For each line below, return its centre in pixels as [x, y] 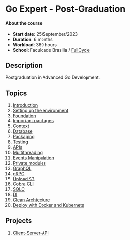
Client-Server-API [31, 233]
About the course [24, 23]
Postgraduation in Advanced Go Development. [53, 77]
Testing [21, 142]
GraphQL [22, 168]
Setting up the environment [41, 111]
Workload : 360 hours [35, 45]
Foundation [24, 116]
